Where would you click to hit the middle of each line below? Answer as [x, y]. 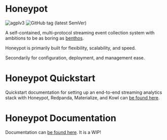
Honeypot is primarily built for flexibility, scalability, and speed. [71, 48]
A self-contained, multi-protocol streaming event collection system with [80, 32]
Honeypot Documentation [61, 118]
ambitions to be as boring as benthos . [45, 38]
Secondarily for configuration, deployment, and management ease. [75, 58]
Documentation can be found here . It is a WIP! [53, 132]
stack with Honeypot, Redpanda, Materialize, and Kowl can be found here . [82, 97]
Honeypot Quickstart [50, 78]
